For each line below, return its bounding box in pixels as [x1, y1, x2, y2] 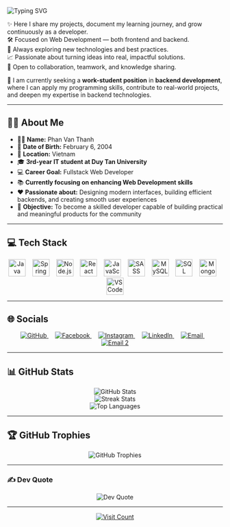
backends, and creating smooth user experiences [16, 195, 157, 203]
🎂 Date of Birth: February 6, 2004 [16, 142, 113, 150]
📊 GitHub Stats [7, 366, 74, 377]
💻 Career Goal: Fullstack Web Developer [16, 167, 134, 176]
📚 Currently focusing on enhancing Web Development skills [16, 178, 193, 186]
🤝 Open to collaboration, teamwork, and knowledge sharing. [7, 63, 177, 71]
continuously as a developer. [7, 27, 88, 36]
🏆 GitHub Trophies [7, 429, 91, 441]
